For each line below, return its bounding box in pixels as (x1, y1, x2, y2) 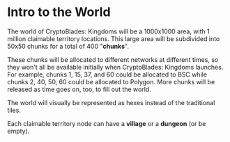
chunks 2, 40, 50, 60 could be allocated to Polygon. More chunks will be (7, 77, 215, 86)
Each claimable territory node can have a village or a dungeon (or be (7, 119, 206, 127)
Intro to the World (7, 4, 111, 20)
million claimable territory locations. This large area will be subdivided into (7, 34, 220, 42)
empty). (7, 127, 30, 135)
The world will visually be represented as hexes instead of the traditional (7, 98, 215, 106)
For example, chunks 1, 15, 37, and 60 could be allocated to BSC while (7, 70, 208, 79)
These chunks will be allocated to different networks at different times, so (7, 55, 219, 63)
